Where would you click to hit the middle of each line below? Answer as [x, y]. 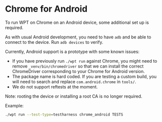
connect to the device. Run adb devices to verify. [54, 42]
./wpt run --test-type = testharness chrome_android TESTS [64, 114]
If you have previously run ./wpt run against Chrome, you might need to [85, 61]
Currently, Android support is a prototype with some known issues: [72, 52]
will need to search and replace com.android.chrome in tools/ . [74, 82]
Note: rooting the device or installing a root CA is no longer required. [74, 96]
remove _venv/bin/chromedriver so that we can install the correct [78, 66]
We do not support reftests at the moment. [55, 87]
